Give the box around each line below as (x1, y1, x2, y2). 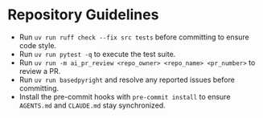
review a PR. (18, 66, 61, 75)
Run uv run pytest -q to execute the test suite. (18, 49, 176, 59)
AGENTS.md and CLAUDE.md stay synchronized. (18, 100, 166, 110)
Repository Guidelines (7, 6, 159, 24)
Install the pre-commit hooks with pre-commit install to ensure (18, 92, 231, 101)
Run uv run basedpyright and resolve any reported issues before (18, 75, 235, 84)
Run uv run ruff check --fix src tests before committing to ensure (18, 32, 250, 42)
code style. (18, 40, 57, 50)
